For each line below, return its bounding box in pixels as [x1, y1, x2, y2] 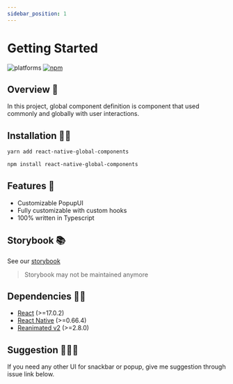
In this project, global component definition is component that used [7, 102, 200, 110]
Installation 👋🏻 [7, 130, 72, 142]
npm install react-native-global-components [7, 161, 138, 168]
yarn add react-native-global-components [7, 148, 129, 156]
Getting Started [7, 40, 99, 56]
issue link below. [7, 370, 54, 378]
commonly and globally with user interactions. [7, 110, 140, 118]
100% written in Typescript [17, 214, 95, 222]
